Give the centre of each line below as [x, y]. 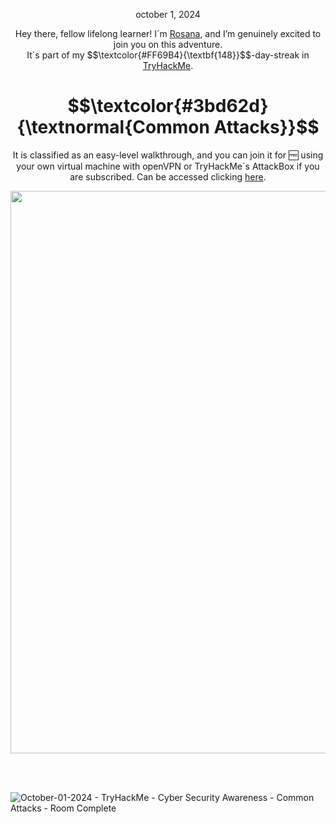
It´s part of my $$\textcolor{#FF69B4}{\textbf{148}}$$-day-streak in [168, 55]
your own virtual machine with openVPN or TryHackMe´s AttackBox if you [168, 166]
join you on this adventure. [168, 44]
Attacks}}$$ [266, 127]
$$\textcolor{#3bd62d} [168, 106]
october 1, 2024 [168, 14]
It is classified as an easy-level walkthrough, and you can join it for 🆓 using [168, 155]
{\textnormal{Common [113, 127]
